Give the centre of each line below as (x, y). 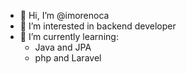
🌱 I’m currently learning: (69, 36)
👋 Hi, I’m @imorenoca (64, 15)
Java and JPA (63, 47)
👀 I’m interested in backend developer (98, 26)
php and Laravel (68, 58)
